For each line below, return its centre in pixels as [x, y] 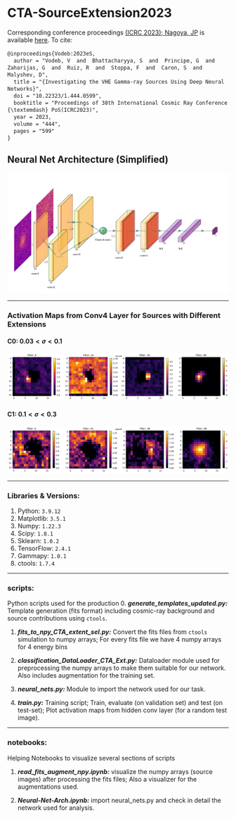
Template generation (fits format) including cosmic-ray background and [111, 611]
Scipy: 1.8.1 [35, 533]
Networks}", [25, 89]
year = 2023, [33, 117]
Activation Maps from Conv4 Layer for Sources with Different [114, 316]
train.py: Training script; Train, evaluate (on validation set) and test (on [120, 703]
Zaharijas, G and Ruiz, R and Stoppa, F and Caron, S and [105, 68]
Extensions [27, 324]
